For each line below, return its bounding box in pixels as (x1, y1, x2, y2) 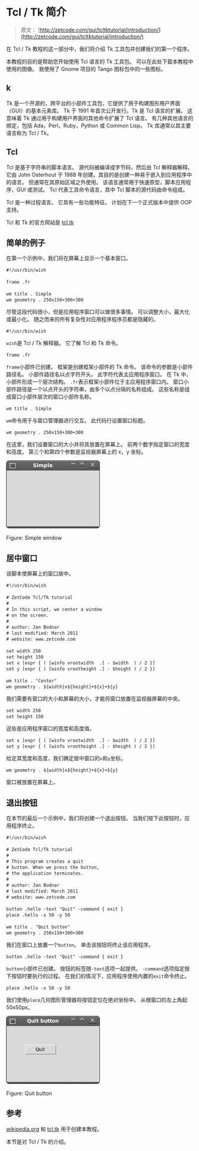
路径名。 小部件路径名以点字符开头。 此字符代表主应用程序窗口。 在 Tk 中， (6, 371, 192, 378)
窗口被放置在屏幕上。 (6, 779, 58, 786)
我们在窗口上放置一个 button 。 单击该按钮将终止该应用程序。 (6, 941, 154, 948)
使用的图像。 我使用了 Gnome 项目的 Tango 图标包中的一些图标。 (6, 65, 166, 72)
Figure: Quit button (6, 1090, 52, 1097)
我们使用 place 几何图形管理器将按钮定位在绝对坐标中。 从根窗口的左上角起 (6, 996, 188, 1003)
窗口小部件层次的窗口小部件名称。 (11, 393, 95, 400)
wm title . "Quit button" (6, 924, 70, 930)
